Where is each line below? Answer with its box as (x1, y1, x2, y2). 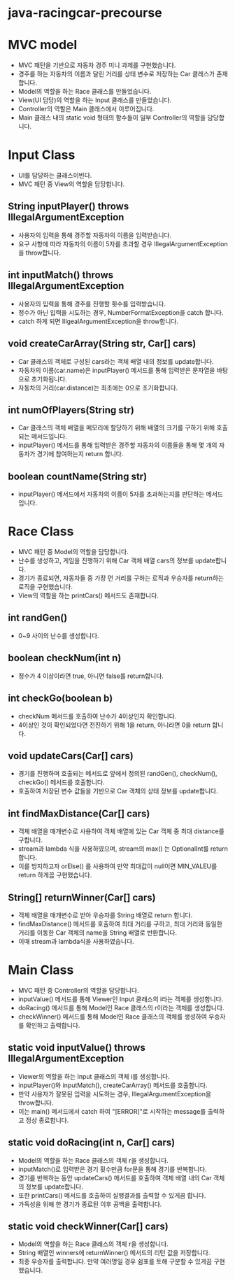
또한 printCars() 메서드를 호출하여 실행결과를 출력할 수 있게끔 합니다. (17, 1191, 206, 1199)
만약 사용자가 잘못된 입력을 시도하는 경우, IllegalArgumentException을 (17, 1089, 212, 1098)
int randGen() (8, 612, 68, 624)
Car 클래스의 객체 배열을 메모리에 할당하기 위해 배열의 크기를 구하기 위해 (17, 423, 215, 432)
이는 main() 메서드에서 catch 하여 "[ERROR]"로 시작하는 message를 (17, 1107, 206, 1115)
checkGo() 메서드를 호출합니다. (17, 778, 105, 786)
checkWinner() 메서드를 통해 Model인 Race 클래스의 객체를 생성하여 (17, 1012, 207, 1021)
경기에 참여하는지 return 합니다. (36, 450, 124, 458)
